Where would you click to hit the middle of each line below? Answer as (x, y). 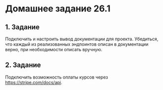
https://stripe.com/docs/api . (34, 82)
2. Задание (23, 65)
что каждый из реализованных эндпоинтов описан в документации (77, 44)
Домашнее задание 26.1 (58, 9)
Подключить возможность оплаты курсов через (56, 77)
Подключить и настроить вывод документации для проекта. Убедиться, (82, 39)
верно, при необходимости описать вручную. (54, 49)
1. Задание (22, 27)
